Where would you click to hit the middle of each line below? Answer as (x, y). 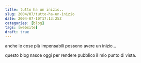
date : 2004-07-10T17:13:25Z (33, 18)
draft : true (17, 32)
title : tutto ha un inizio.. (34, 9)
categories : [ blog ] (25, 23)
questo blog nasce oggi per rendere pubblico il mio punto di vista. (71, 55)
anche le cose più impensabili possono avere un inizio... (61, 46)
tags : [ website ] (21, 28)
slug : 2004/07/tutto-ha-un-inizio (40, 14)
